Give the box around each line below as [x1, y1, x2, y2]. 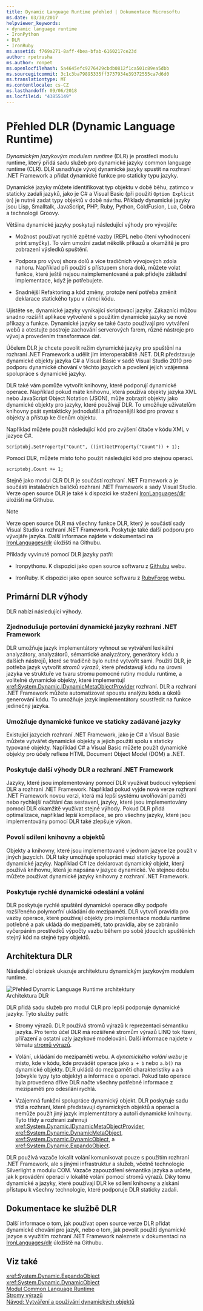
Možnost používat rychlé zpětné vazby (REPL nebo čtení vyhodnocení [15, 233, 191, 240]
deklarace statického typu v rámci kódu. [15, 295, 116, 302]
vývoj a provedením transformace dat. [6, 332, 102, 339]
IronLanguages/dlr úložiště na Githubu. [6, 1239, 104, 1246]
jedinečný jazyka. [6, 702, 50, 709]
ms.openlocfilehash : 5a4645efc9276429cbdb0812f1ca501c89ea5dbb [6, 65, 170, 72]
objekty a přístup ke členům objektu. [6, 413, 98, 421]
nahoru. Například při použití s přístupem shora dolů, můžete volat [15, 264, 181, 271]
